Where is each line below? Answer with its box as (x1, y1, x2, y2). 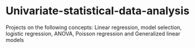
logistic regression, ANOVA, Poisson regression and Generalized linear (5, 30, 181, 37)
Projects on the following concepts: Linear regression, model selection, (5, 24, 182, 31)
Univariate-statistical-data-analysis (5, 4, 190, 18)
